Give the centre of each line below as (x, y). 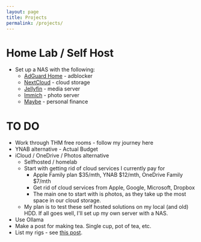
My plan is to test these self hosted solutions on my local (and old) (106, 207)
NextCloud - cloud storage (57, 83)
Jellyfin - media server (52, 89)
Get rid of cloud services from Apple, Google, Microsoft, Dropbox (114, 188)
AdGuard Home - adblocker (58, 76)
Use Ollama (29, 220)
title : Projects (26, 18)
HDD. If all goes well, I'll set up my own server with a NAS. (96, 213)
